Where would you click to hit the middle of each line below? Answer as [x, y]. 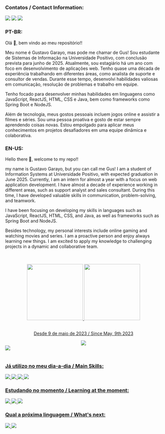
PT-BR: [14, 32]
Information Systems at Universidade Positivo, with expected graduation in [82, 174]
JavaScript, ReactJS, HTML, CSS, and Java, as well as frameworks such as [82, 216]
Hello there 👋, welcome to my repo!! [42, 159]
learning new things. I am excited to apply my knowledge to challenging [79, 241]
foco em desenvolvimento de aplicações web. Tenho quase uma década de [82, 68]
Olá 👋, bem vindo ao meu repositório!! [44, 43]
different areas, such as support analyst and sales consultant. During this [80, 190]
